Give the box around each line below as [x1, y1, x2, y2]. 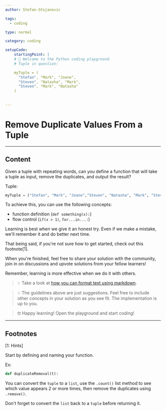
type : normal [5, 30, 32, 35]
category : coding [5, 39, 41, 43]
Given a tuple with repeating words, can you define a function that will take [5, 168, 158, 174]
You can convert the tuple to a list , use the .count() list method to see [5, 380, 152, 386]
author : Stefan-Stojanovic [5, 7, 61, 12]
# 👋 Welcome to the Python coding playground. [14, 57, 112, 62]
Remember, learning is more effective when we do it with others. [5, 270, 137, 277]
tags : [5, 16, 16, 21]
